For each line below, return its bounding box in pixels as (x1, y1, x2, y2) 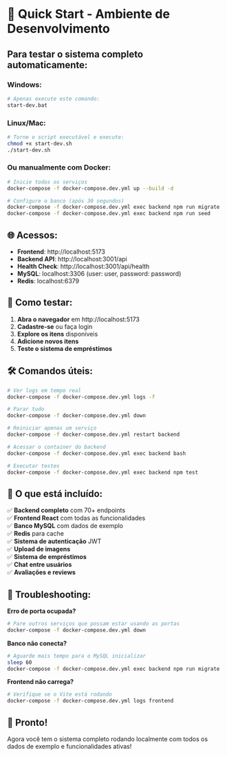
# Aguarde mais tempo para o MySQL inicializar (7, 652, 147, 659)
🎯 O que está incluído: (7, 487, 103, 499)
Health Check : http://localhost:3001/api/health (17, 262, 150, 271)
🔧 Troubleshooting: (7, 589, 91, 600)
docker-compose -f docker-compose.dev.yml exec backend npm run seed (7, 210, 211, 217)
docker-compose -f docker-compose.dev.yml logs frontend (7, 698, 174, 705)
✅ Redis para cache (7, 529, 64, 538)
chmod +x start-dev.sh (7, 140, 72, 147)
